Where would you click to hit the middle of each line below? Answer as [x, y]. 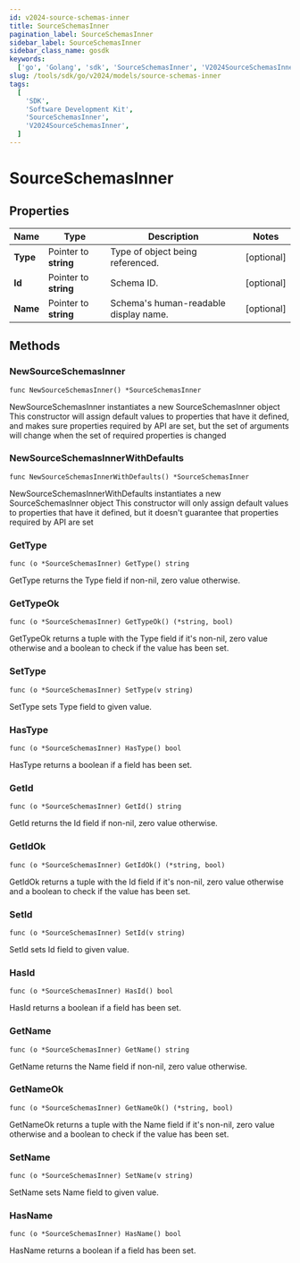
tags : [19, 84]
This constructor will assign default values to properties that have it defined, [150, 416]
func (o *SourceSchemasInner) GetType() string [100, 564]
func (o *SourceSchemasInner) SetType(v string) [101, 690]
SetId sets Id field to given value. [69, 949]
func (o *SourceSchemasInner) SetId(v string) [97, 933]
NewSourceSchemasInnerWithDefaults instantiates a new [115, 493]
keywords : [28, 59]
